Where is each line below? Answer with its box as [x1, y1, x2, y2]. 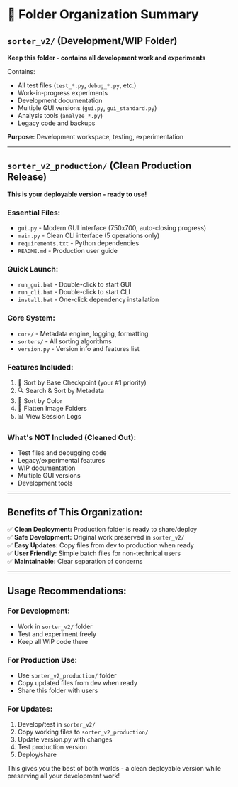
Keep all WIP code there [17, 637, 89, 646]
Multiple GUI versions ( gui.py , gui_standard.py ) [17, 104, 157, 112]
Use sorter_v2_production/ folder [17, 671, 117, 680]
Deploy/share [17, 750, 57, 759]
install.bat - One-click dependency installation [17, 295, 159, 304]
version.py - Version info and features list [17, 344, 140, 353]
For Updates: [7, 704, 53, 714]
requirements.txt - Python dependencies [17, 239, 140, 247]
